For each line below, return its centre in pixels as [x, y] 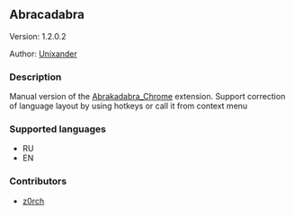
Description [36, 77]
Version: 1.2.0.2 [38, 36]
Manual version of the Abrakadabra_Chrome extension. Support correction [147, 97]
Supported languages [58, 129]
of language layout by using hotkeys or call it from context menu [129, 106]
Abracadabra [47, 15]
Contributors [38, 181]
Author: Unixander [44, 54]
